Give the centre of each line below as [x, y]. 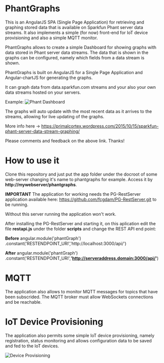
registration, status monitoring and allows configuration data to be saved [79, 340]
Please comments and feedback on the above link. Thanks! [65, 141]
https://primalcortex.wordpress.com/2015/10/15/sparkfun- [100, 126]
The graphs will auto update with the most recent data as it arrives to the [79, 111]
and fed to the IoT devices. [32, 346]
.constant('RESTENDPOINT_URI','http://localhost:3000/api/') [66, 243]
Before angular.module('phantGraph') [43, 238]
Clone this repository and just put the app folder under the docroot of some [81, 174]
